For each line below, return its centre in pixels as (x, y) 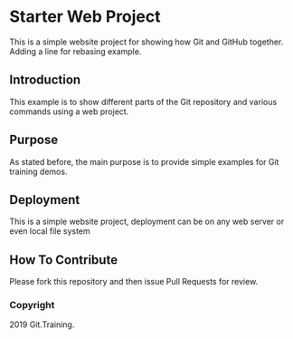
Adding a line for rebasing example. (76, 51)
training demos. (38, 171)
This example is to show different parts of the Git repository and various (143, 102)
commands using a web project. (69, 111)
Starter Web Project (85, 17)
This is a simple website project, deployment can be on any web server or (147, 222)
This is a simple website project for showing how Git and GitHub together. (146, 42)
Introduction (45, 80)
